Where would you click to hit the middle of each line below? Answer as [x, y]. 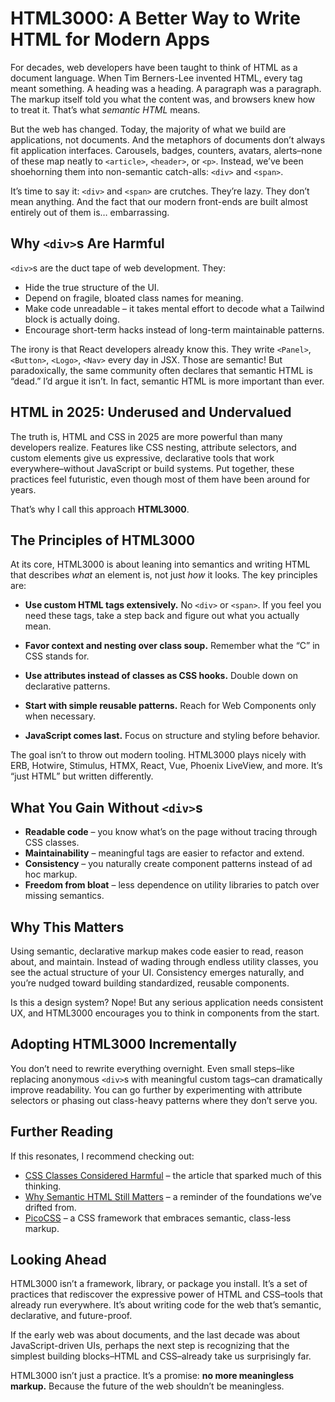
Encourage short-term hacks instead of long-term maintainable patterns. [174, 329]
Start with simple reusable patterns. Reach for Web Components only [170, 706]
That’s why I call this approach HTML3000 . [100, 509]
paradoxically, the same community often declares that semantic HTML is [161, 370]
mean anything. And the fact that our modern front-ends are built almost [159, 201]
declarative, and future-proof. [71, 1316]
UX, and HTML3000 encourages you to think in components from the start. [165, 1013]
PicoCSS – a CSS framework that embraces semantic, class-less [158, 1218]
